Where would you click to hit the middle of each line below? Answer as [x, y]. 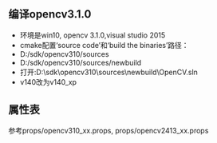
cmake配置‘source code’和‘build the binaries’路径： [104, 45]
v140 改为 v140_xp [48, 81]
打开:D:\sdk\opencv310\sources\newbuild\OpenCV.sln [108, 72]
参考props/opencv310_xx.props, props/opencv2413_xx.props [108, 130]
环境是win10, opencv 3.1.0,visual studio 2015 [93, 35]
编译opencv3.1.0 [50, 14]
